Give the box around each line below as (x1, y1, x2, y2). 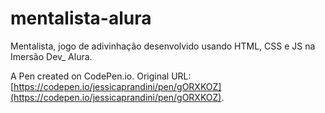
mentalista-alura (10, 7, 152, 30)
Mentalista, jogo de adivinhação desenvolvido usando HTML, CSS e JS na (10, 40, 316, 52)
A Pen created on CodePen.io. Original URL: (10, 70, 192, 82)
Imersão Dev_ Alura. (10, 50, 93, 62)
